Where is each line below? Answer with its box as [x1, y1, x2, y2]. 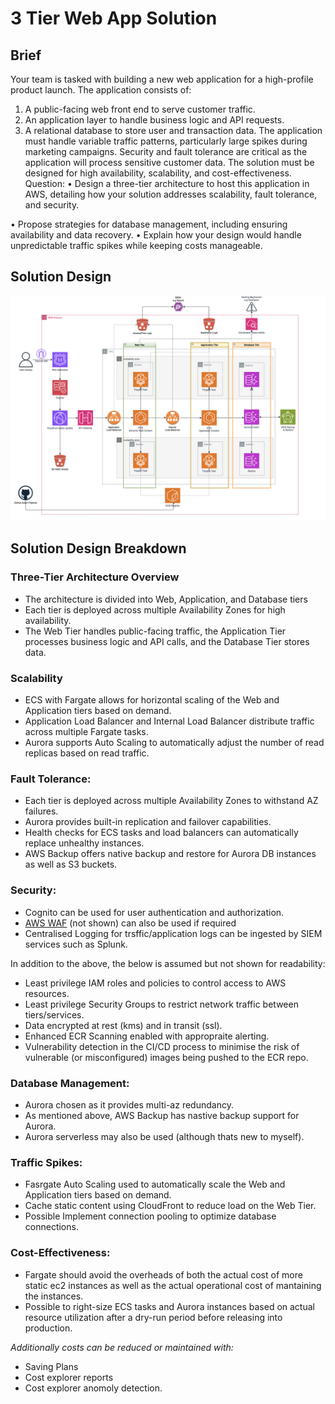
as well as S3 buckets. [24, 858, 118, 871]
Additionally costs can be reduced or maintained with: [10, 1341, 234, 1353]
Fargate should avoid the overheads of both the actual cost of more [24, 1268, 303, 1281]
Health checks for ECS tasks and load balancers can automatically [24, 827, 299, 839]
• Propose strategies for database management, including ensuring [10, 218, 288, 230]
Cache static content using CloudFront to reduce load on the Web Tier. [24, 1200, 317, 1212]
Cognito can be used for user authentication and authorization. [24, 906, 285, 918]
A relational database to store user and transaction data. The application [24, 125, 323, 136]
